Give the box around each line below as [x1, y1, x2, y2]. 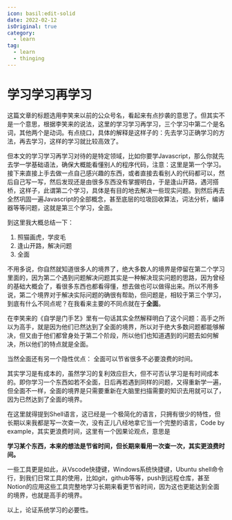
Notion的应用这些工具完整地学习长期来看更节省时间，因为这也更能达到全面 [7, 482, 220, 490]
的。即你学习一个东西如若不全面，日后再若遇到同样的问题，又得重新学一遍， [7, 378, 225, 386]
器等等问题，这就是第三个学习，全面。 [7, 203, 116, 211]
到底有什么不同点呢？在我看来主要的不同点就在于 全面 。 [7, 299, 164, 307]
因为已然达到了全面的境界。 [7, 395, 86, 403]
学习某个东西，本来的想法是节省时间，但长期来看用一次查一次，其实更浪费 [7, 441, 219, 450]
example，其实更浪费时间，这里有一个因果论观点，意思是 [7, 427, 171, 435]
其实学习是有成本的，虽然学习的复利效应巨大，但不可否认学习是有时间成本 [7, 369, 219, 377]
